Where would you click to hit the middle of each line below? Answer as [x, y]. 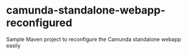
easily [13, 46]
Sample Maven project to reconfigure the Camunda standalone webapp [93, 39]
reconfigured [39, 23]
